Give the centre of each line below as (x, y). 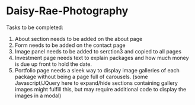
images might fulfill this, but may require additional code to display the (100, 89)
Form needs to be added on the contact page (70, 45)
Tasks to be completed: (35, 27)
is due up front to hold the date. (53, 64)
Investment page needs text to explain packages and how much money (102, 58)
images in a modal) (38, 96)
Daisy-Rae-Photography (67, 11)
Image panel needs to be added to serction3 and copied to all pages (98, 51)
